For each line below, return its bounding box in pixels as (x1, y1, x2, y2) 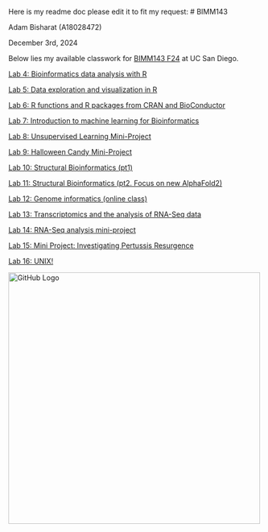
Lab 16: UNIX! (8, 257, 54, 266)
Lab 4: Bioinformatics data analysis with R (8, 69, 147, 79)
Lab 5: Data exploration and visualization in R (8, 85, 158, 94)
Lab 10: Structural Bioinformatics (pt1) (8, 163, 133, 172)
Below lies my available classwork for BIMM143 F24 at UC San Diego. (8, 54, 239, 63)
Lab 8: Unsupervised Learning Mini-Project (8, 132, 151, 141)
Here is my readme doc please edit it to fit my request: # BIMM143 (8, 7, 228, 16)
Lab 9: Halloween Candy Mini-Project (8, 147, 133, 156)
